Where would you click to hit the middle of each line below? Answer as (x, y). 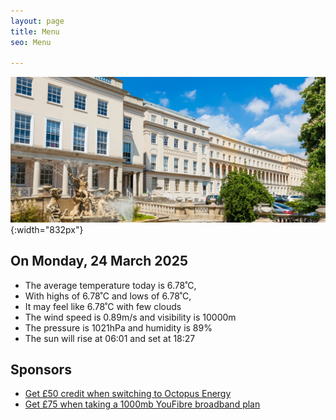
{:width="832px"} (47, 229)
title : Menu (35, 31)
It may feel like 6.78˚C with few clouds (103, 306)
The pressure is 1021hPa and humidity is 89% (118, 327)
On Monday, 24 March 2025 (99, 261)
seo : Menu (31, 42)
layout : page (37, 21)
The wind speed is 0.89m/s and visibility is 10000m (130, 317)
